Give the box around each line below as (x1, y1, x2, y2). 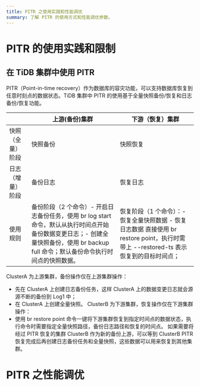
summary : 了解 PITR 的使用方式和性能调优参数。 (6, 14, 113, 20)
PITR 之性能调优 (6, 368, 85, 382)
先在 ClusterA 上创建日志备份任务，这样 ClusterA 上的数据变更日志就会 (14, 285, 189, 292)
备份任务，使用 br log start (37, 211, 111, 220)
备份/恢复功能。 (6, 99, 45, 106)
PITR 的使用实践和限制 (6, 42, 116, 55)
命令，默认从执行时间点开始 (31, 220, 109, 228)
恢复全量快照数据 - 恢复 (120, 216, 187, 224)
